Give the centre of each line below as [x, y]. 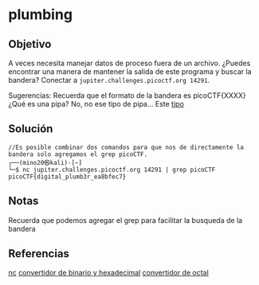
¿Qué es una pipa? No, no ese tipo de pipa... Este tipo [96, 104]
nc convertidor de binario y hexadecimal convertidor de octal [108, 273]
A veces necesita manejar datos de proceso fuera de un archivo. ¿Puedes [129, 63]
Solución [31, 129]
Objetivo [30, 44]
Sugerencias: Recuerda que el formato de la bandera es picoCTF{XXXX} [127, 96]
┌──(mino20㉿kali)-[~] [45, 162]
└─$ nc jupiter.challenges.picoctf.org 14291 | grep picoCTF [112, 170]
